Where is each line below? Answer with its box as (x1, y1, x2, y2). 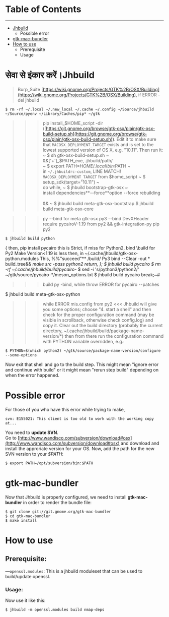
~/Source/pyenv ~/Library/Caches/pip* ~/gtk (5, 111, 100, 116)
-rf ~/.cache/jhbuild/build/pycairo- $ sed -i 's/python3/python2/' (5, 266, 139, 272)
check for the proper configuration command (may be (42, 312, 154, 318)
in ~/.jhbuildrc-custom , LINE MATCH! (42, 168, 121, 174)
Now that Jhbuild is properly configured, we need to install (5, 494, 127, 500)
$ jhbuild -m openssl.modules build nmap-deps (5, 607, 105, 612)
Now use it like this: (5, 597, 46, 603)
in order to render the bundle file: (23, 499, 92, 505)
